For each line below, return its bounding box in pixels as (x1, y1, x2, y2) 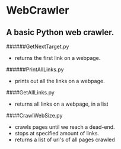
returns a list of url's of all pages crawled (14, 136, 116, 143)
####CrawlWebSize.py (6, 112, 63, 119)
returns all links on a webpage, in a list (14, 100, 109, 107)
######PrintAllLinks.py (6, 66, 64, 73)
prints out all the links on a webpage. (14, 78, 105, 84)
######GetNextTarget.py (6, 43, 69, 50)
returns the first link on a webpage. (14, 55, 101, 61)
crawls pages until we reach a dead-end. (14, 123, 115, 131)
